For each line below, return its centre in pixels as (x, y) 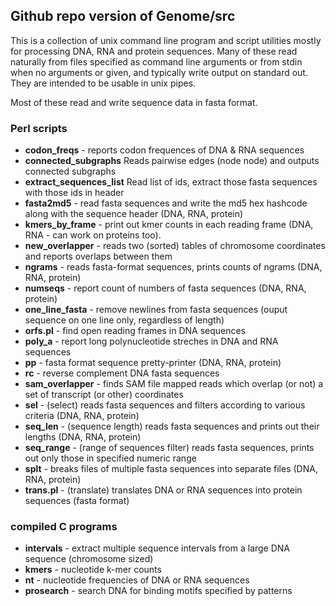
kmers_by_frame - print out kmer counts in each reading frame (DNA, (169, 225)
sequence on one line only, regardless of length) (124, 320)
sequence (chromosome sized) (89, 559)
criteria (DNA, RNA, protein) (82, 416)
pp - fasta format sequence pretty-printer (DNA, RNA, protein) (153, 363)
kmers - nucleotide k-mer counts (93, 570)
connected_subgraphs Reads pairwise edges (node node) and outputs (172, 161)
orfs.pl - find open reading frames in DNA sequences (135, 331)
